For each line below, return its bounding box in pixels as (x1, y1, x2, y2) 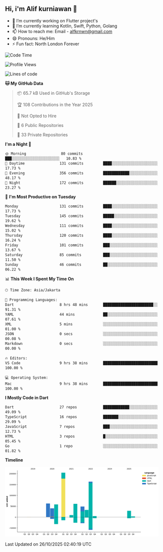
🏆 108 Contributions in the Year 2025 (17, 102, 93, 107)
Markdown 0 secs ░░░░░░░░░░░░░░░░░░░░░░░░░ (5, 341, 158, 346)
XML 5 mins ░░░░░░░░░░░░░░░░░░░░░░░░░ (5, 321, 158, 326)
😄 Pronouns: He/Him (12, 35, 55, 41)
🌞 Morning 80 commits (5, 151, 83, 156)
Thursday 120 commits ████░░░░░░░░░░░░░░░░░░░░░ (5, 233, 158, 238)
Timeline (5, 457, 23, 463)
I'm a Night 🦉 (5, 141, 32, 147)
